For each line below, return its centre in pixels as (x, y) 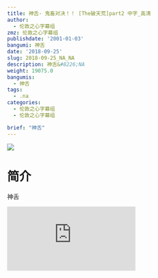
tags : (15, 90)
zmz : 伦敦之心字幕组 (33, 33)
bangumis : (21, 77)
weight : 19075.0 (30, 71)
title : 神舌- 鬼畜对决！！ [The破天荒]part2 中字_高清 (79, 13)
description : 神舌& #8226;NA (46, 64)
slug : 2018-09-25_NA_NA (41, 58)
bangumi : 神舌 (26, 45)
